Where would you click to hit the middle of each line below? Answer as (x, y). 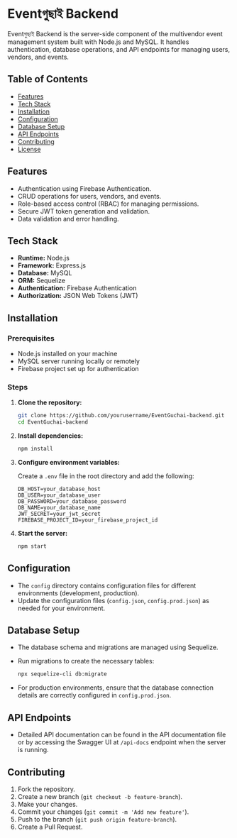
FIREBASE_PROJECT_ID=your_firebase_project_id (88, 520)
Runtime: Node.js (43, 258)
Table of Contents (48, 79)
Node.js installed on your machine (67, 354)
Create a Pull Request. (50, 827)
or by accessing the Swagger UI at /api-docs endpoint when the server (122, 742)
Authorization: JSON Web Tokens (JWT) (78, 296)
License (29, 149)
